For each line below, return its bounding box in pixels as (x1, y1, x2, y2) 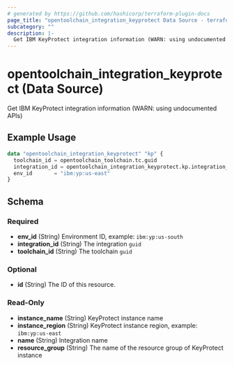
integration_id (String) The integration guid (17, 239, 141, 248)
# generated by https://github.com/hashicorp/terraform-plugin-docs (7, 10, 210, 17)
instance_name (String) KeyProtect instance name (17, 313, 164, 322)
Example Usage (7, 132, 77, 144)
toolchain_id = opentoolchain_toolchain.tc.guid (13, 156, 157, 164)
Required (7, 216, 39, 226)
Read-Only (7, 298, 45, 308)
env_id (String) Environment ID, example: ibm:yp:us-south (17, 232, 183, 241)
